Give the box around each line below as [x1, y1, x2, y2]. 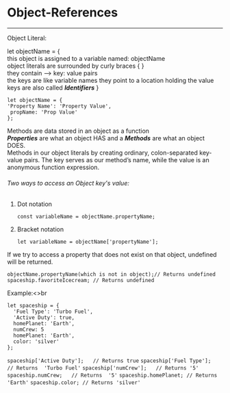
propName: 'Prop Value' [10, 108, 78, 116]
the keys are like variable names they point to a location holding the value [7, 76, 214, 84]
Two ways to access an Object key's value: [7, 179, 130, 187]
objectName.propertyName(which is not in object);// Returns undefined [7, 271, 216, 278]
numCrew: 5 [13, 327, 44, 333]
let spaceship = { [7, 303, 60, 309]
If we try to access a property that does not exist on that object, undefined [7, 251, 217, 259]
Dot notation [16, 200, 53, 208]
